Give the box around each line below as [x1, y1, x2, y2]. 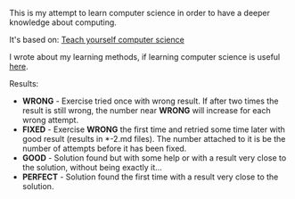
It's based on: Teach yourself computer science [9, 35, 184, 45]
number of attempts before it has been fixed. [21, 143, 187, 153]
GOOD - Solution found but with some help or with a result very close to [21, 153, 287, 163]
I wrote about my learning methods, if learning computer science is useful [9, 52, 281, 62]
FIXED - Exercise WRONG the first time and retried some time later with [21, 124, 285, 135]
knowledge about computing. [9, 17, 118, 28]
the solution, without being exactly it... [21, 162, 162, 172]
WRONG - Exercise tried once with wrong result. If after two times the [21, 95, 279, 106]
